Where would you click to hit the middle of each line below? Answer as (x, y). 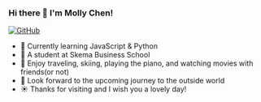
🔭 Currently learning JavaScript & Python (89, 46)
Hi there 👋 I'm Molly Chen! (61, 13)
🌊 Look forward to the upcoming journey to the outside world (122, 81)
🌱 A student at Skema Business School (85, 55)
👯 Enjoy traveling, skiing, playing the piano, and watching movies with (137, 63)
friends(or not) (45, 72)
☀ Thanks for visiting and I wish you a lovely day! (103, 89)
